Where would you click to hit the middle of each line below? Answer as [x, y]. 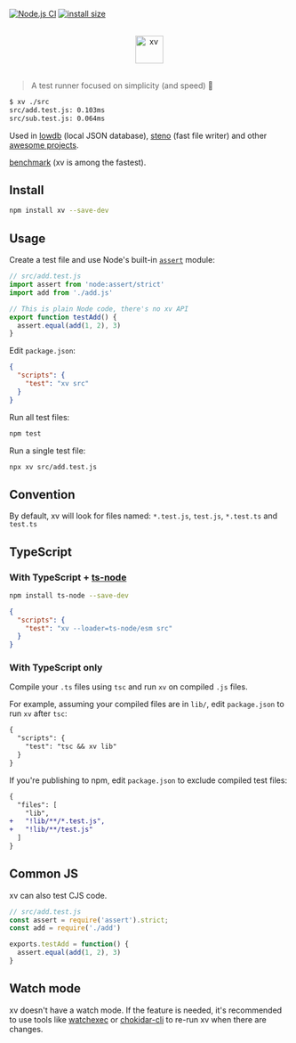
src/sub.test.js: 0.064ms [57, 118]
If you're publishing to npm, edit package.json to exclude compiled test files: [148, 780]
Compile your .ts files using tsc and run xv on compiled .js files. [128, 687]
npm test [25, 433]
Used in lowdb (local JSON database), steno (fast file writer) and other [138, 135]
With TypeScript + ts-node [68, 577]
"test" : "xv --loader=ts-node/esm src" [99, 628]
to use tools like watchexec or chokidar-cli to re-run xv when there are [138, 1019]
